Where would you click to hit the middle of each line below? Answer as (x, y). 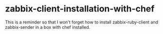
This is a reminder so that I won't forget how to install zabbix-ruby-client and (82, 22)
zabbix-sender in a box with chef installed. (48, 27)
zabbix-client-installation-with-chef (80, 9)
